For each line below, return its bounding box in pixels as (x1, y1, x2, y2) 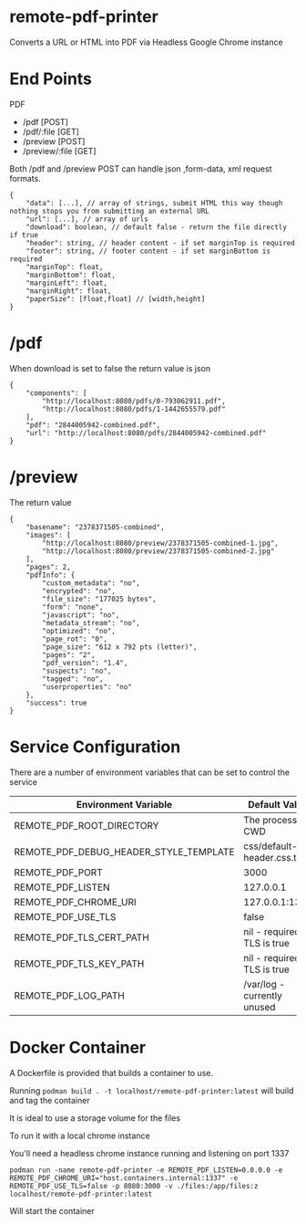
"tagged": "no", (42, 674, 104, 684)
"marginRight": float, (25, 286, 112, 296)
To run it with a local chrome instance (9, 1130, 150, 1141)
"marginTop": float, (25, 262, 104, 271)
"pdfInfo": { (25, 570, 76, 580)
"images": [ (25, 530, 71, 539)
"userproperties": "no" (42, 682, 132, 691)
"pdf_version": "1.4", (42, 658, 128, 667)
